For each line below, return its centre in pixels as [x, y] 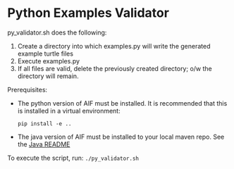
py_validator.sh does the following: [57, 32]
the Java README [44, 144]
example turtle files [45, 54]
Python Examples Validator [88, 13]
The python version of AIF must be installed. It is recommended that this [122, 103]
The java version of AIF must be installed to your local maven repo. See [121, 137]
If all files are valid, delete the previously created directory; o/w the [115, 68]
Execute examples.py [48, 61]
